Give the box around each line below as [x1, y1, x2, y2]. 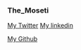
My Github [7, 35, 38, 43]
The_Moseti [7, 6, 49, 15]
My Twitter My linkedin [7, 22, 74, 30]
